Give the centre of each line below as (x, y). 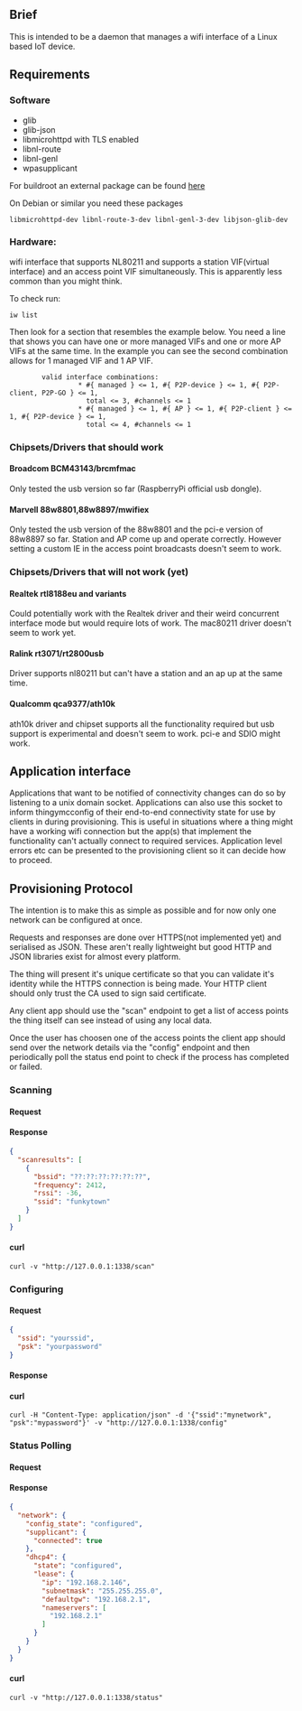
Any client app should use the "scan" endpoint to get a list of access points (149, 1011)
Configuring (37, 1288)
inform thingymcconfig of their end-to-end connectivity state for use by (143, 813)
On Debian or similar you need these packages (96, 203)
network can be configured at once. (76, 920)
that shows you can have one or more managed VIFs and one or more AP (145, 341)
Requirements (50, 74)
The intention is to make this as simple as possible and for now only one (143, 910)
